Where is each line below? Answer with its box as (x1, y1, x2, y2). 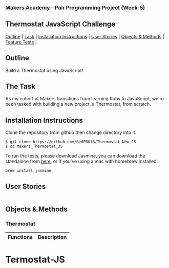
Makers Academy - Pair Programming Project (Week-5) (5, 4, 145, 11)
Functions (8, 233, 33, 240)
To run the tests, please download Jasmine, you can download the (5, 153, 145, 159)
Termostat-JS (5, 254, 66, 265)
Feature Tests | (5, 39, 37, 45)
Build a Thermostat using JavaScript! (5, 67, 83, 73)
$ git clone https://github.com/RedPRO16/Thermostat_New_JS (5, 140, 137, 145)
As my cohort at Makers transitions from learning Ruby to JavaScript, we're (5, 96, 164, 102)
